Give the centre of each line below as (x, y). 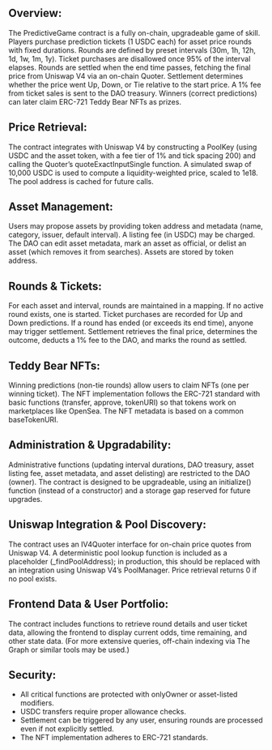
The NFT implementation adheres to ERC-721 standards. (114, 738)
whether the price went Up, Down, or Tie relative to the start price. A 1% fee (135, 84)
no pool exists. (33, 578)
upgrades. (25, 499)
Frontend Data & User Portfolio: (89, 604)
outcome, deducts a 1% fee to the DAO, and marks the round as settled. (127, 341)
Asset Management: (61, 207)
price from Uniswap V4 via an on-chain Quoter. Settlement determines (126, 75)
